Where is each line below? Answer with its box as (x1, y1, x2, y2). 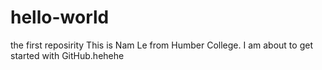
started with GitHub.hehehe (10, 49, 125, 61)
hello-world (10, 6, 110, 29)
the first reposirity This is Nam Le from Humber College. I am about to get (10, 39, 313, 51)
